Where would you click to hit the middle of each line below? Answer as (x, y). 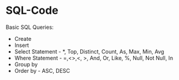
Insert (22, 45)
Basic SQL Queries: (30, 27)
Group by (26, 64)
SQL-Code (32, 11)
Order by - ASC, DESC (42, 70)
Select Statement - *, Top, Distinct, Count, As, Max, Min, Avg (89, 51)
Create (23, 38)
